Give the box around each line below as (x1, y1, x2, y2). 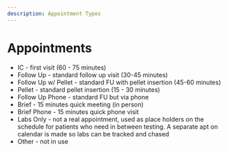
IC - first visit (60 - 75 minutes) (17, 63, 107, 72)
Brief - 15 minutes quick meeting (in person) (17, 100, 144, 109)
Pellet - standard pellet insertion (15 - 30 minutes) (17, 85, 160, 94)
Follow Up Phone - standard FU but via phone (17, 93, 149, 101)
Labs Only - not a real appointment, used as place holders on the (17, 115, 204, 123)
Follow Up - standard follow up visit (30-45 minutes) (17, 70, 169, 79)
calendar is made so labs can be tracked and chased (17, 129, 169, 138)
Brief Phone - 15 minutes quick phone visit (17, 107, 139, 116)
